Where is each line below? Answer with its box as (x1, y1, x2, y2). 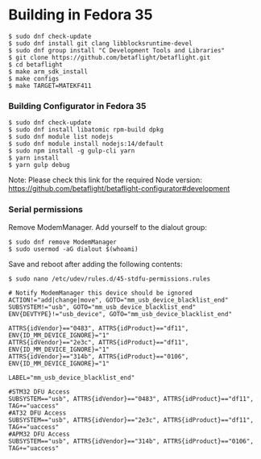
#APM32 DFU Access (8, 430, 70, 438)
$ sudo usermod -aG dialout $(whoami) (8, 244, 139, 253)
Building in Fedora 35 (8, 6, 153, 24)
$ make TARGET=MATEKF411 (8, 81, 92, 90)
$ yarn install (8, 154, 60, 162)
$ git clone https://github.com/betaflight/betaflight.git (8, 53, 211, 61)
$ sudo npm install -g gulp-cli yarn (8, 147, 135, 155)
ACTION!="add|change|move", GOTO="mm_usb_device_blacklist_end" (8, 296, 229, 304)
